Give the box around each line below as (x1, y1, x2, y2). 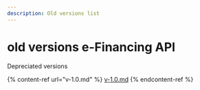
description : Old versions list (7, 10, 100, 17)
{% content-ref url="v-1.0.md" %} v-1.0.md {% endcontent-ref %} (7, 75, 194, 83)
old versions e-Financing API (7, 39, 176, 55)
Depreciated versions (7, 62, 68, 70)
